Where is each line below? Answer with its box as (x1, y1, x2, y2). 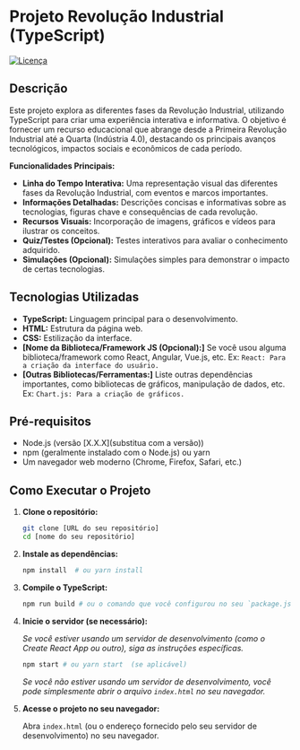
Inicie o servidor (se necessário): (21, 615, 148, 626)
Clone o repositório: (21, 507, 99, 518)
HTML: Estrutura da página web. (21, 323, 143, 334)
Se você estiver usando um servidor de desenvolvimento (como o (21, 632, 266, 643)
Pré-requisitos (9, 414, 92, 429)
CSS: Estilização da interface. (21, 332, 133, 343)
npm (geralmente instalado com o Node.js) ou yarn (21, 447, 210, 458)
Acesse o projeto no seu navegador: (21, 702, 160, 714)
